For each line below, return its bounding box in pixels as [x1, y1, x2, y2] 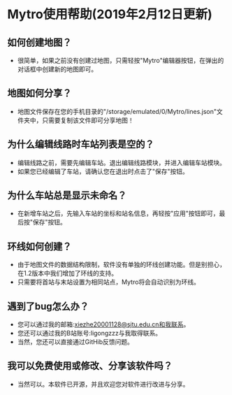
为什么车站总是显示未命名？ [7, 189, 127, 201]
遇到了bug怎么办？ [7, 300, 89, 312]
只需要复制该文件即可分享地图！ [41, 116, 134, 124]
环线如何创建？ [7, 240, 72, 252]
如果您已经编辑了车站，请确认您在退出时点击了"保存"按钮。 [17, 167, 189, 175]
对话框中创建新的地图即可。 [17, 65, 98, 73]
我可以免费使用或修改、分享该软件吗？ [7, 360, 173, 372]
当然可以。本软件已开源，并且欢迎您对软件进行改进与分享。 [17, 380, 189, 388]
